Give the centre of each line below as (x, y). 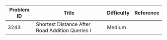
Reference (147, 13)
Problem (19, 10)
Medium (116, 27)
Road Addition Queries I (64, 30)
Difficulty (118, 13)
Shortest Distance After (63, 24)
